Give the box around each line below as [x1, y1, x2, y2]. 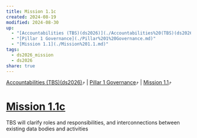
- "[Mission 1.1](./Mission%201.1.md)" [11, 42, 109, 47]
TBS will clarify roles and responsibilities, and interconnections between [6, 119, 180, 126]
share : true [6, 63, 35, 69]
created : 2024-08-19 [6, 14, 57, 20]
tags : [6, 47, 19, 53]
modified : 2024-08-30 [6, 19, 59, 25]
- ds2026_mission [11, 52, 54, 58]
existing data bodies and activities [6, 125, 89, 132]
